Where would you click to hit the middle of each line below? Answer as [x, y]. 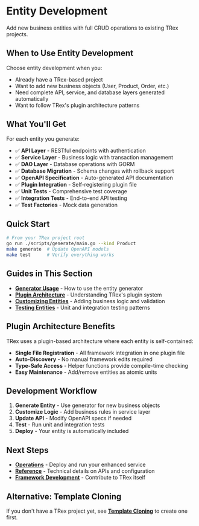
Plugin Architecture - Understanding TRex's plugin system [88, 295]
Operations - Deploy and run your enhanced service [80, 465]
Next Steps [27, 450]
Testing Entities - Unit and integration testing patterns [83, 307]
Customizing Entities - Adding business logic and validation [90, 301]
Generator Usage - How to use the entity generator [79, 288]
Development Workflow [52, 391]
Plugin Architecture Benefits [61, 326]
